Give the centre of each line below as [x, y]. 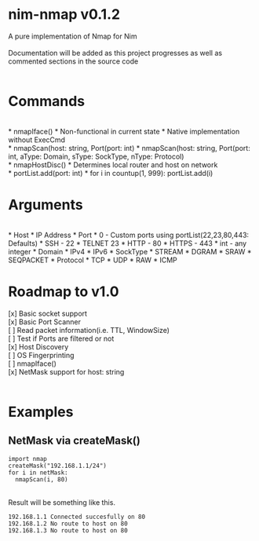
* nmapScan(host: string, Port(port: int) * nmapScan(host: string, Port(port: [129, 148]
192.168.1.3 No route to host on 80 [68, 530]
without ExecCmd [36, 140]
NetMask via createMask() [75, 441]
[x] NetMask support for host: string [66, 371]
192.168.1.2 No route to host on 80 [68, 524]
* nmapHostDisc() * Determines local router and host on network [113, 164]
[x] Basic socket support [48, 313]
